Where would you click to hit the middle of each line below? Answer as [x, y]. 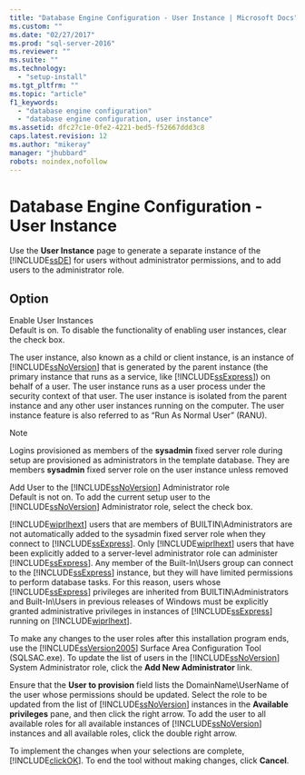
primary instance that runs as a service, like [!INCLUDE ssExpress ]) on [140, 377]
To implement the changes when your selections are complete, [127, 751]
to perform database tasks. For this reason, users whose [115, 582]
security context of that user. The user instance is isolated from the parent [148, 396]
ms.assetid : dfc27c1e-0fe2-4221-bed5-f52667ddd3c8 [107, 128]
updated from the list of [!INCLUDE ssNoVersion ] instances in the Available [149, 704]
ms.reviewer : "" [40, 52]
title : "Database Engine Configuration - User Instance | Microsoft [142, 18]
